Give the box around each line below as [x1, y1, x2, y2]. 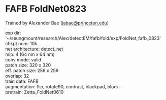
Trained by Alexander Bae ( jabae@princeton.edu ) [5, 20, 109, 26]
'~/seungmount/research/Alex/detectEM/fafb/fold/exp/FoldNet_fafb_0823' [5, 35, 161, 41]
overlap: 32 [5, 73, 29, 79]
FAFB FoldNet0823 [5, 3, 87, 15]
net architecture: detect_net [5, 46, 63, 52]
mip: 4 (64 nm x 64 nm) [5, 51, 55, 57]
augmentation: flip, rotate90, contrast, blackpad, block [5, 83, 119, 89]
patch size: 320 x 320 [5, 62, 51, 68]
